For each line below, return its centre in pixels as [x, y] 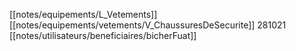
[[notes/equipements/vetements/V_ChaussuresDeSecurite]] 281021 [148, 25]
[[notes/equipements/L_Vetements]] [83, 14]
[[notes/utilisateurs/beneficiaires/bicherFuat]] [103, 35]
